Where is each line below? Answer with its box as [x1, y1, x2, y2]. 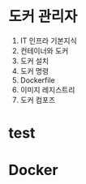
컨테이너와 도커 [19, 45, 69, 55]
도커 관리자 [8, 7, 78, 26]
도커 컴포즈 [19, 95, 56, 105]
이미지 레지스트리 [19, 84, 75, 94]
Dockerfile [19, 75, 55, 85]
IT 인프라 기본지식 [19, 36, 77, 45]
